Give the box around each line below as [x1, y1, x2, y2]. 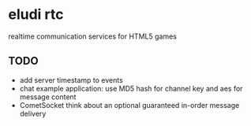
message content [19, 92, 77, 102]
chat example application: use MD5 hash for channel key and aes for [19, 83, 243, 93]
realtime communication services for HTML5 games [8, 31, 178, 41]
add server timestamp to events [19, 75, 124, 84]
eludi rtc [8, 6, 64, 24]
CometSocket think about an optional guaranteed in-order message [19, 100, 240, 109]
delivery [19, 109, 47, 118]
